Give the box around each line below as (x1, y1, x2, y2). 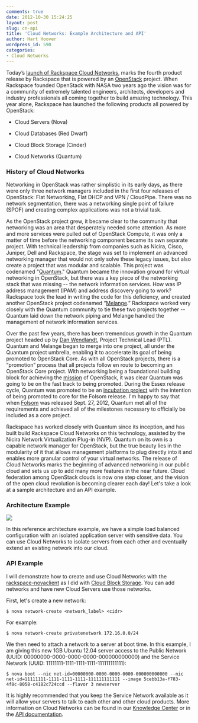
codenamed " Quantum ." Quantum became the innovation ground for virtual (6, 268, 190, 275)
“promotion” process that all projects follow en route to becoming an (6, 361, 173, 368)
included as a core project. (6, 411, 72, 418)
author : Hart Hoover (6, 36, 57, 42)
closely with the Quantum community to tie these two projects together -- (6, 306, 186, 313)
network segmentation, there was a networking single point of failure (6, 200, 174, 207)
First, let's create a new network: (6, 597, 86, 604)
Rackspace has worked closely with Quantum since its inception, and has (6, 423, 185, 430)
